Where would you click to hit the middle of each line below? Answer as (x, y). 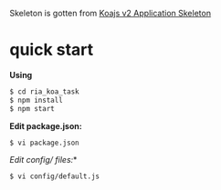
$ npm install (37, 100)
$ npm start (32, 108)
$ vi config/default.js (55, 176)
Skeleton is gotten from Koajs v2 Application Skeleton (110, 13)
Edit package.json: (46, 125)
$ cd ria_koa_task (44, 91)
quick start (52, 50)
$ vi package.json (44, 143)
